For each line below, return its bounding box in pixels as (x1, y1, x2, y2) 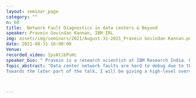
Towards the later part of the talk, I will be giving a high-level (6, 68, 176, 74)
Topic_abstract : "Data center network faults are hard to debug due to (6, 62, 184, 69)
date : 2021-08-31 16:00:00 (6, 41, 72, 47)
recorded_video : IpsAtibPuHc (6, 52, 77, 58)
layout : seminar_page (6, 8, 59, 15)
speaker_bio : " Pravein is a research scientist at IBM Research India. (6, 57, 187, 63)
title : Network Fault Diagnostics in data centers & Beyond (6, 24, 158, 31)
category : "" (6, 14, 38, 20)
